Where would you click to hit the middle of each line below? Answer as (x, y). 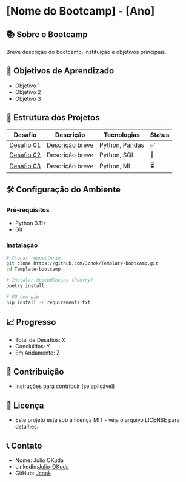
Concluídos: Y (32, 346)
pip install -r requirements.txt (48, 302)
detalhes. (27, 427)
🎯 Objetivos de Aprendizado (60, 71)
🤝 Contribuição (35, 372)
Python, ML (116, 166)
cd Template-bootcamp (34, 269)
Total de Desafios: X (40, 340)
